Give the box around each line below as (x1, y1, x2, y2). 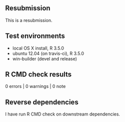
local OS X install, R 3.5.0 (12, 45, 64, 51)
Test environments (5, 32, 65, 40)
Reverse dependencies (5, 97, 78, 106)
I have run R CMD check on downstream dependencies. (5, 111, 120, 117)
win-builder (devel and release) (12, 55, 77, 61)
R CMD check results (5, 70, 72, 79)
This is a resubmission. (5, 17, 52, 23)
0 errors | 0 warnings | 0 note (5, 83, 66, 89)
